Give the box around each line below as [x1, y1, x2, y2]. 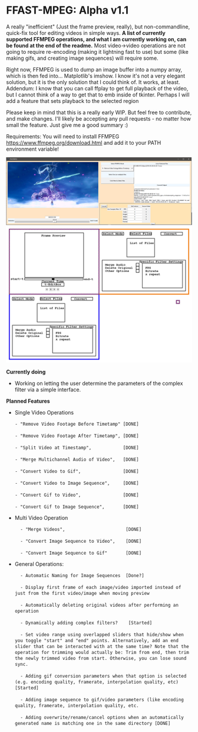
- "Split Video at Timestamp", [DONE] [14, 445, 140, 451]
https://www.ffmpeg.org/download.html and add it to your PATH [6, 139, 161, 146]
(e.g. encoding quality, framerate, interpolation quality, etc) [14, 679, 179, 685]
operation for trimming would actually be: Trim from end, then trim [14, 649, 190, 655]
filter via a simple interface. [14, 386, 81, 393]
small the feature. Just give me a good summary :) [6, 121, 128, 128]
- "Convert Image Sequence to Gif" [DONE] [20, 550, 142, 556]
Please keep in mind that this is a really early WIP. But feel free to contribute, [6, 109, 192, 116]
